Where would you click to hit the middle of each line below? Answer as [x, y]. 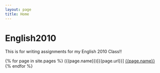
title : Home [17, 14]
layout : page [18, 9]
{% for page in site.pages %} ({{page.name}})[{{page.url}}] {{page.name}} [80, 61]
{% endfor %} [19, 66]
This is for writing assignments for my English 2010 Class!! [63, 52]
